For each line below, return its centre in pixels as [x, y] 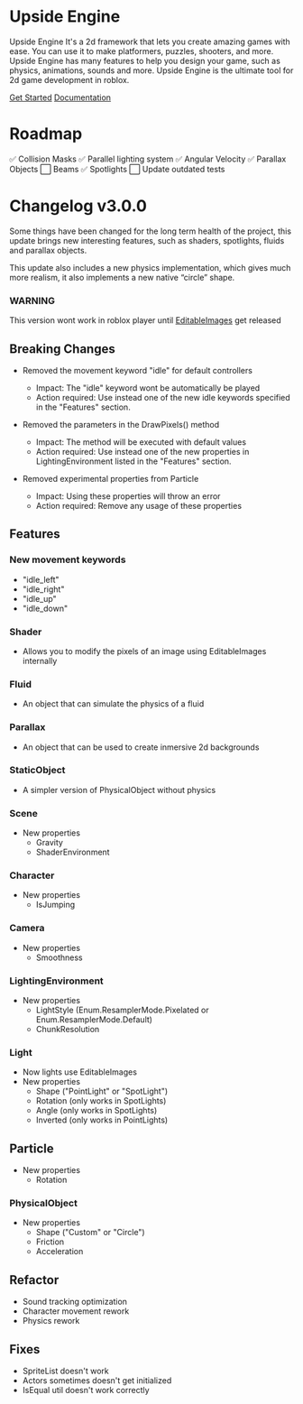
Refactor [34, 1280]
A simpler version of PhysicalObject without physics [119, 790]
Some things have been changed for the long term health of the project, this [150, 231]
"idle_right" [43, 589]
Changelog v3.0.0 [78, 206]
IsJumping [55, 905]
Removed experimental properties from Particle [110, 478]
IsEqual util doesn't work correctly [86, 1390]
